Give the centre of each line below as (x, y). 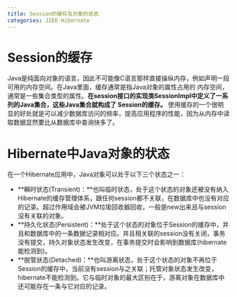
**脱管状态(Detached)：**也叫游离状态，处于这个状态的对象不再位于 (117, 260)
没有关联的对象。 (42, 216)
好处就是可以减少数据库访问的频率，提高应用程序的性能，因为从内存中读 (124, 114)
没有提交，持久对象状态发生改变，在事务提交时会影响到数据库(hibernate (122, 242)
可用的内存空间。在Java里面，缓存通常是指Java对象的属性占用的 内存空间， (118, 87)
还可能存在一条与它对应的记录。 (64, 286)
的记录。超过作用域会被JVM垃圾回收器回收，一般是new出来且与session (122, 207)
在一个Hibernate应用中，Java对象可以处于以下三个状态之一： (97, 174)
